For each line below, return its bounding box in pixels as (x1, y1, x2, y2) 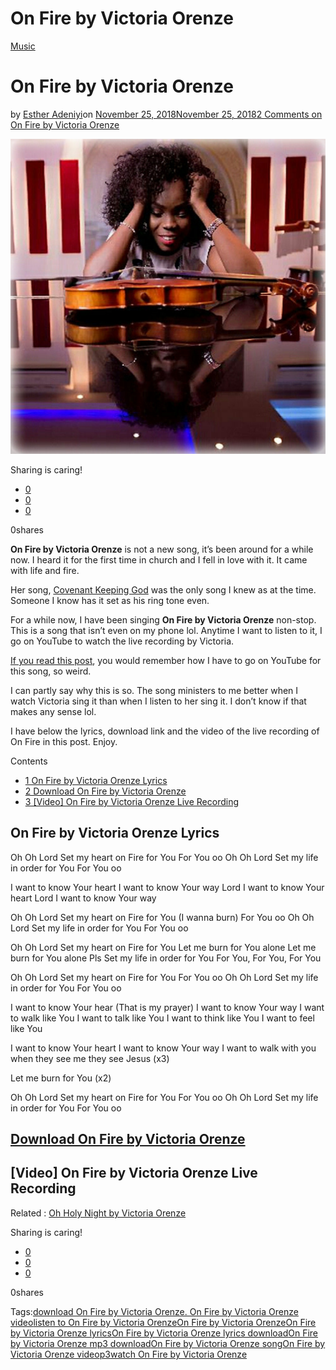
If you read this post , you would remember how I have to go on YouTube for (10, 654, 322, 666)
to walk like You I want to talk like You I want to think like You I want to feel (10, 1012, 315, 1024)
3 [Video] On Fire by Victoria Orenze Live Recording (24, 795, 240, 807)
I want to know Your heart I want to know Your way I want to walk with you (10, 1042, 317, 1054)
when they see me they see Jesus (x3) (10, 1052, 170, 1064)
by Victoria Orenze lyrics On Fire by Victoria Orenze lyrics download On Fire (10, 1327, 319, 1339)
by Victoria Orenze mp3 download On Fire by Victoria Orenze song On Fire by (10, 1337, 326, 1349)
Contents (10, 755, 48, 767)
